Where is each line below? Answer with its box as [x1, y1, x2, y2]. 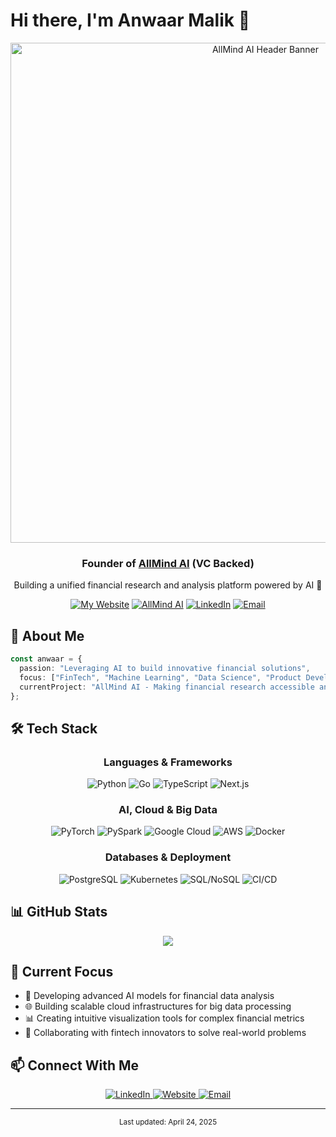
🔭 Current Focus [10, 963, 114, 980]
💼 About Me [10, 627, 85, 644]
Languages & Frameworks [103, 755, 233, 769]
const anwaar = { [10, 654, 83, 664]
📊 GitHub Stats [10, 904, 108, 921]
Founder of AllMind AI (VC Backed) [81, 556, 255, 570]
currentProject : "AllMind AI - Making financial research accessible [19, 682, 315, 692]
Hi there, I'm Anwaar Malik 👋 [10, 9, 251, 32]
